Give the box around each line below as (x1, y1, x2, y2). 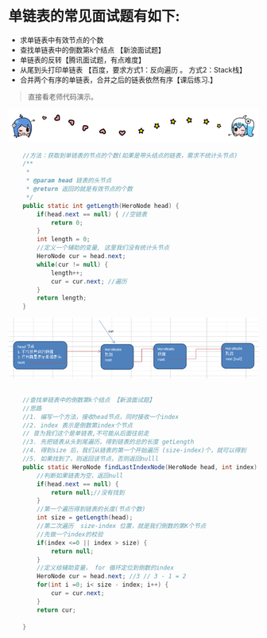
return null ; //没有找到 (50, 488, 125, 496)
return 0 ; (50, 218, 83, 227)
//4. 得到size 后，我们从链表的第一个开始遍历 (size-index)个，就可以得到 (22, 447, 246, 455)
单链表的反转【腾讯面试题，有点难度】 (19, 55, 145, 65)
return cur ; (37, 606, 77, 614)
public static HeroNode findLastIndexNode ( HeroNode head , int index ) (22, 463, 258, 471)
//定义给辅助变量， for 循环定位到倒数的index (37, 564, 175, 572)
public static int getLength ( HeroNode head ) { (22, 202, 180, 209)
